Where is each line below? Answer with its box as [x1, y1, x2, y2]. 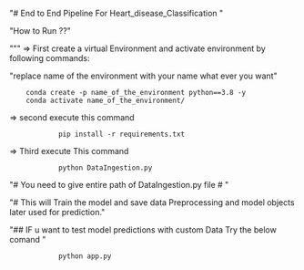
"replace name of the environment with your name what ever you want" [9, 70, 278, 81]
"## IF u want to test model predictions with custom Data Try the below [9, 224, 278, 235]
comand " [9, 234, 46, 244]
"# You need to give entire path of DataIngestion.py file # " [9, 180, 229, 190]
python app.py [57, 252, 112, 261]
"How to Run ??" [9, 26, 71, 36]
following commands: [9, 53, 90, 63]
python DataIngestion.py [57, 163, 153, 172]
